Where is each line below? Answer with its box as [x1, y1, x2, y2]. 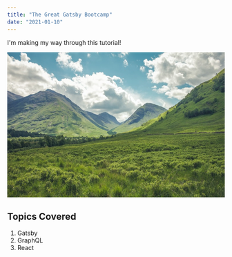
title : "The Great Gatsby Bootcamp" [7, 11, 113, 18]
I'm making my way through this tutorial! [7, 38, 122, 46]
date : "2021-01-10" [7, 18, 64, 26]
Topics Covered [7, 211, 77, 222]
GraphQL [17, 236, 43, 245]
